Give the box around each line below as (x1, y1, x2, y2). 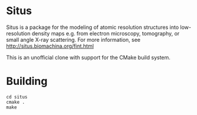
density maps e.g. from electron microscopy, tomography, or (31, 29, 180, 37)
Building (6, 75, 48, 88)
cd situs (6, 94, 28, 100)
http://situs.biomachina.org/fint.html (6, 42, 94, 50)
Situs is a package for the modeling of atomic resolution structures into (6, 24, 179, 31)
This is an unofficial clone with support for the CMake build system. (6, 54, 170, 61)
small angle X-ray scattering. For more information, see (6, 36, 141, 43)
